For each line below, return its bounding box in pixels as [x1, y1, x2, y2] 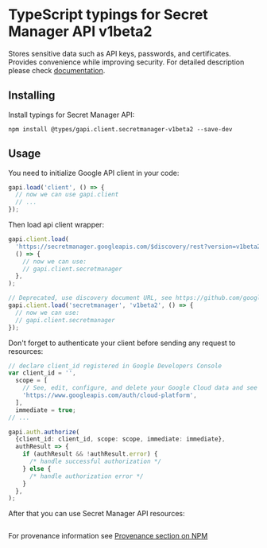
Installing [8, 89, 56, 103]
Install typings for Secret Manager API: [8, 110, 135, 119]
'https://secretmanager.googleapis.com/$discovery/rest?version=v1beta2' [15, 243, 265, 251]
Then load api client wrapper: [8, 220, 105, 230]
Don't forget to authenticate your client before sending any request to [8, 338, 236, 348]
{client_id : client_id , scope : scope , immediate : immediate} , [15, 435, 226, 443]
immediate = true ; [15, 406, 77, 414]
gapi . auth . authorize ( [8, 428, 80, 436]
